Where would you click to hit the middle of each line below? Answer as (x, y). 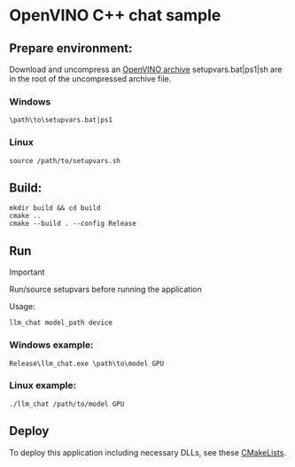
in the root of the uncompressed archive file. (90, 79)
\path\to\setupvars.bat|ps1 (61, 121)
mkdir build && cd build (55, 208)
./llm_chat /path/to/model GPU (67, 404)
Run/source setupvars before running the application (105, 290)
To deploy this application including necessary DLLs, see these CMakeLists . (147, 452)
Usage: (22, 307)
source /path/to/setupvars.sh (65, 160)
